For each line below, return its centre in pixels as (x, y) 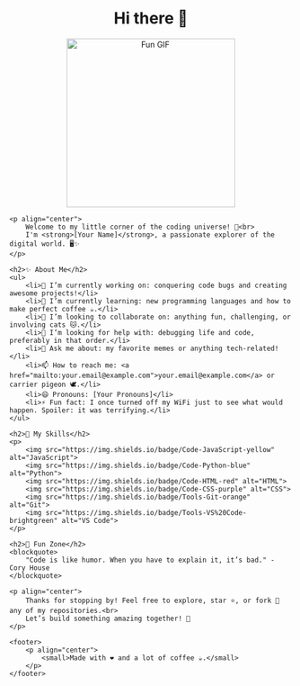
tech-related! (252, 348)
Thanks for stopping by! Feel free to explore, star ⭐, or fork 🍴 (153, 600)
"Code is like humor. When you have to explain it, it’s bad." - (150, 560)
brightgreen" (34, 520)
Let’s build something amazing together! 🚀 (108, 618)
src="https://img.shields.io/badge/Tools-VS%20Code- (146, 512)
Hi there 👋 (151, 18)
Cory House (30, 568)
